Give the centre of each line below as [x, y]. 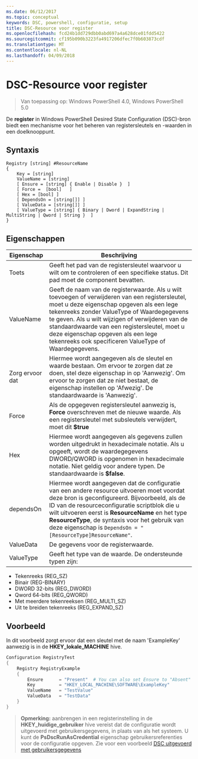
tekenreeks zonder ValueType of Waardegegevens [119, 312]
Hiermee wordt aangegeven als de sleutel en [111, 358]
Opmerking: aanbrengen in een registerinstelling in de [87, 718]
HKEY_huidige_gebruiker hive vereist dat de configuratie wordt [98, 724]
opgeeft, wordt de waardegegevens [99, 452]
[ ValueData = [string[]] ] [51, 205]
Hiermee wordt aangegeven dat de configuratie [115, 484]
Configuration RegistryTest [41, 657]
